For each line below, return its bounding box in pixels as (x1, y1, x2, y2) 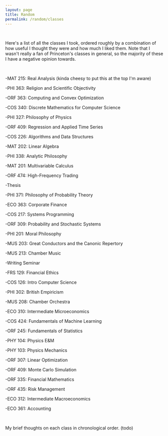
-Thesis (5, 182, 21, 188)
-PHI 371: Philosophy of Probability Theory (5, 192, 93, 198)
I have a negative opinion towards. (5, 56, 76, 62)
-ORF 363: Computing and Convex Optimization (5, 95, 104, 101)
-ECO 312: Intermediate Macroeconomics (5, 396, 91, 402)
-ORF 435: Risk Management (5, 386, 65, 392)
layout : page (5, 7, 33, 13)
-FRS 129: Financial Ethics (5, 270, 59, 276)
